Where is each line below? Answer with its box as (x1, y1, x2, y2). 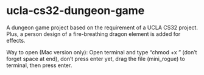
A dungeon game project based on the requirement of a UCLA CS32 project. (6, 24, 198, 31)
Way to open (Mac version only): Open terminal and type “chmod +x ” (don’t (6, 48, 197, 55)
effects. (6, 37, 26, 44)
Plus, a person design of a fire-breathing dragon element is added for (6, 30, 181, 37)
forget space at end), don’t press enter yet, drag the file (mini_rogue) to (6, 55, 186, 62)
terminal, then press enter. (6, 62, 72, 69)
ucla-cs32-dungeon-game (6, 4, 145, 18)
